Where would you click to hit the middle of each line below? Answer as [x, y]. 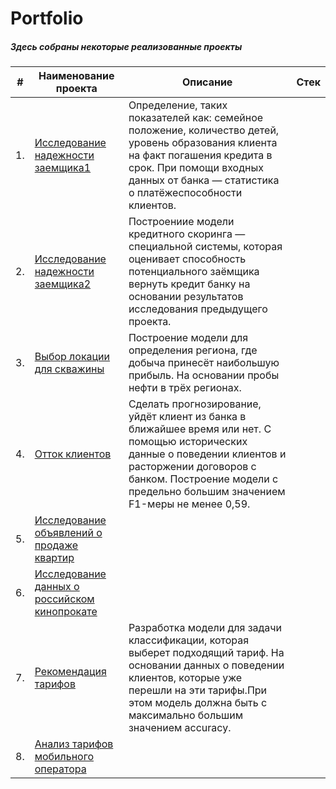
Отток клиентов [73, 454]
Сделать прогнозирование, [195, 404]
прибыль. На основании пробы [204, 375]
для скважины [69, 369]
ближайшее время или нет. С [200, 429]
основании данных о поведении [206, 665]
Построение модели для [188, 338]
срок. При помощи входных [196, 168]
